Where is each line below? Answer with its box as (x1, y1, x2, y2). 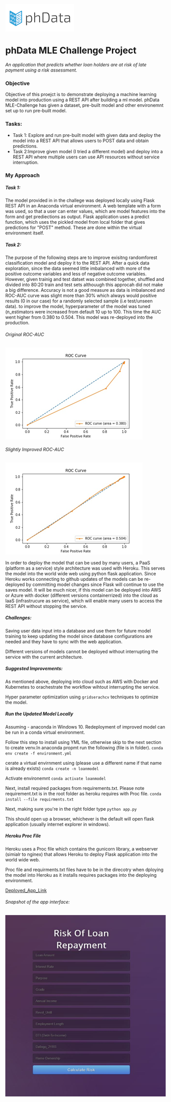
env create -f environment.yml (5, 751, 72, 756)
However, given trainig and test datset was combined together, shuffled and (5, 276, 164, 283)
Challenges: (5, 615, 32, 621)
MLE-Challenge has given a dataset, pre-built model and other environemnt (5, 102, 164, 108)
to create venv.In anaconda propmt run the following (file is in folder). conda (5, 744, 163, 751)
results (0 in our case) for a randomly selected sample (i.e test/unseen (5, 298, 153, 304)
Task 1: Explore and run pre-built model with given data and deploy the (12, 132, 161, 138)
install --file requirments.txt (5, 796, 74, 802)
